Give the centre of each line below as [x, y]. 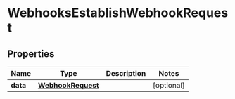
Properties [31, 54]
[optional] [169, 85]
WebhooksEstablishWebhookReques [118, 13]
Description [126, 73]
